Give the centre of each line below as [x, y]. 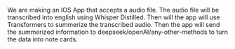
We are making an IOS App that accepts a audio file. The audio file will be [113, 10]
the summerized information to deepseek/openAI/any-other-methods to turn [118, 32]
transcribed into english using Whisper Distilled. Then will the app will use [114, 17]
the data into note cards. [43, 39]
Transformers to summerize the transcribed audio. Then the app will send [114, 24]
